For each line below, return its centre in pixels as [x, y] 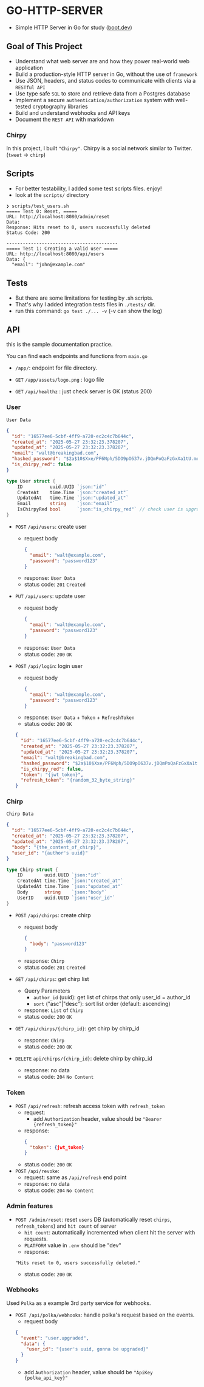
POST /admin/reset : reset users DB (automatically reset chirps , [93, 1219]
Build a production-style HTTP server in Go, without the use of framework [106, 74]
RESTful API [30, 88]
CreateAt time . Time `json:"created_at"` [73, 492]
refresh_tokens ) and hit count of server [66, 1226]
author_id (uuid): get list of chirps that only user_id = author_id [112, 997]
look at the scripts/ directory [52, 194]
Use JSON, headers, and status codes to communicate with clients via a [105, 80]
